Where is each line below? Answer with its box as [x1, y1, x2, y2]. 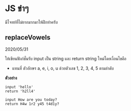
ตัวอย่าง [5, 75, 17, 81]
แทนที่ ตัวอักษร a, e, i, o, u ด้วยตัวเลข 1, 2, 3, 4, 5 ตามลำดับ [12, 65, 114, 71]
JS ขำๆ [5, 3, 29, 14]
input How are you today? [5, 97, 57, 102]
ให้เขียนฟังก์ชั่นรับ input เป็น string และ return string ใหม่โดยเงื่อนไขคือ [5, 55, 127, 61]
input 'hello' [5, 84, 34, 89]
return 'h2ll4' [5, 89, 36, 94]
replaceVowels [5, 33, 51, 42]
